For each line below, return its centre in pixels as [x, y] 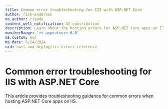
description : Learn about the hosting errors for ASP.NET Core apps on [81, 28]
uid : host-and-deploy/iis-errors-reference [51, 47]
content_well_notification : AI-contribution [52, 24]
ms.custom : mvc [21, 38]
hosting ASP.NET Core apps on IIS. [41, 101]
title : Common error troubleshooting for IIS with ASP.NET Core [73, 10]
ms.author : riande [24, 19]
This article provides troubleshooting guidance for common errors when [79, 96]
